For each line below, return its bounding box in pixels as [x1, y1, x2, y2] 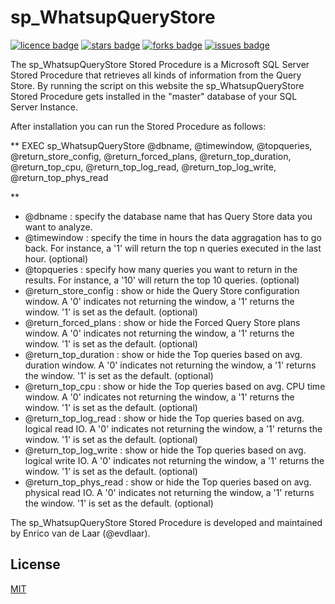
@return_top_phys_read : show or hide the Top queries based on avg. [24, 476, 312, 488]
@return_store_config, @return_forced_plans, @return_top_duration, [10, 150, 292, 162]
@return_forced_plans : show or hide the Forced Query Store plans [24, 316, 301, 328]
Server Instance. [10, 101, 78, 113]
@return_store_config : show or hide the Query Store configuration [24, 284, 300, 296]
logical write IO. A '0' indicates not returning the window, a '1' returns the [24, 454, 325, 466]
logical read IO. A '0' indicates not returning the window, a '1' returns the [24, 422, 323, 435]
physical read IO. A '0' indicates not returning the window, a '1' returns [24, 486, 315, 498]
